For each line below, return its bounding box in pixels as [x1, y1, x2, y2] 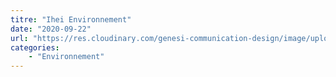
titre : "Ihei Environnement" [10, 14, 132, 25]
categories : [10, 42, 60, 53]
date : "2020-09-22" [10, 24, 92, 34]
